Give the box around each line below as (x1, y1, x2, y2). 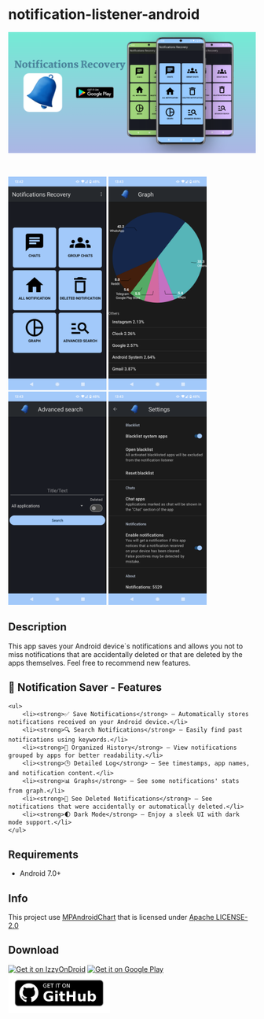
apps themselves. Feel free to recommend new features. (8, 658, 191, 667)
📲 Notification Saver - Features (8, 681, 163, 694)
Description (8, 620, 67, 634)
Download (8, 943, 59, 957)
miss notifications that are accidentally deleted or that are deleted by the (8, 649, 243, 659)
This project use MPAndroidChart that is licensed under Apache (8, 913, 214, 922)
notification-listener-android (8, 6, 200, 24)
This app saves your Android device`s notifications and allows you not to (8, 641, 244, 651)
